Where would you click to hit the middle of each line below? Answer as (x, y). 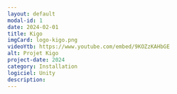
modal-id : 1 (25, 20)
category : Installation (43, 66)
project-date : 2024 (36, 60)
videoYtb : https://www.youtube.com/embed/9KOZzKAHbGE (89, 47)
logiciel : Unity (31, 73)
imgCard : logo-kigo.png (43, 40)
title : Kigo (25, 34)
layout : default (31, 14)
